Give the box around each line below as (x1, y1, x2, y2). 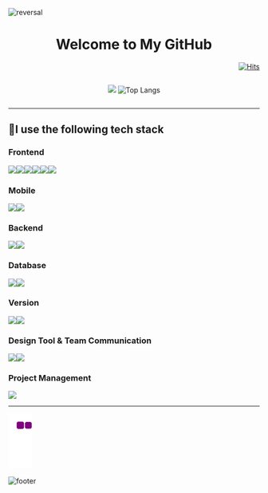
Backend (8, 222, 44, 233)
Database (8, 260, 46, 271)
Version (8, 298, 40, 309)
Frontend (8, 147, 45, 158)
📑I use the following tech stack (8, 123, 164, 136)
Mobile (8, 184, 36, 195)
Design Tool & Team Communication (8, 335, 152, 346)
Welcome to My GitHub (55, 36, 213, 53)
